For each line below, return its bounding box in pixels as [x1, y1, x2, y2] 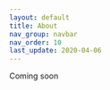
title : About [9, 21, 58, 30]
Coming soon [9, 70, 59, 81]
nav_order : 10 [9, 37, 63, 47]
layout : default [9, 12, 70, 22]
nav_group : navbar [9, 29, 78, 38]
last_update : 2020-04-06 [9, 46, 102, 55]
